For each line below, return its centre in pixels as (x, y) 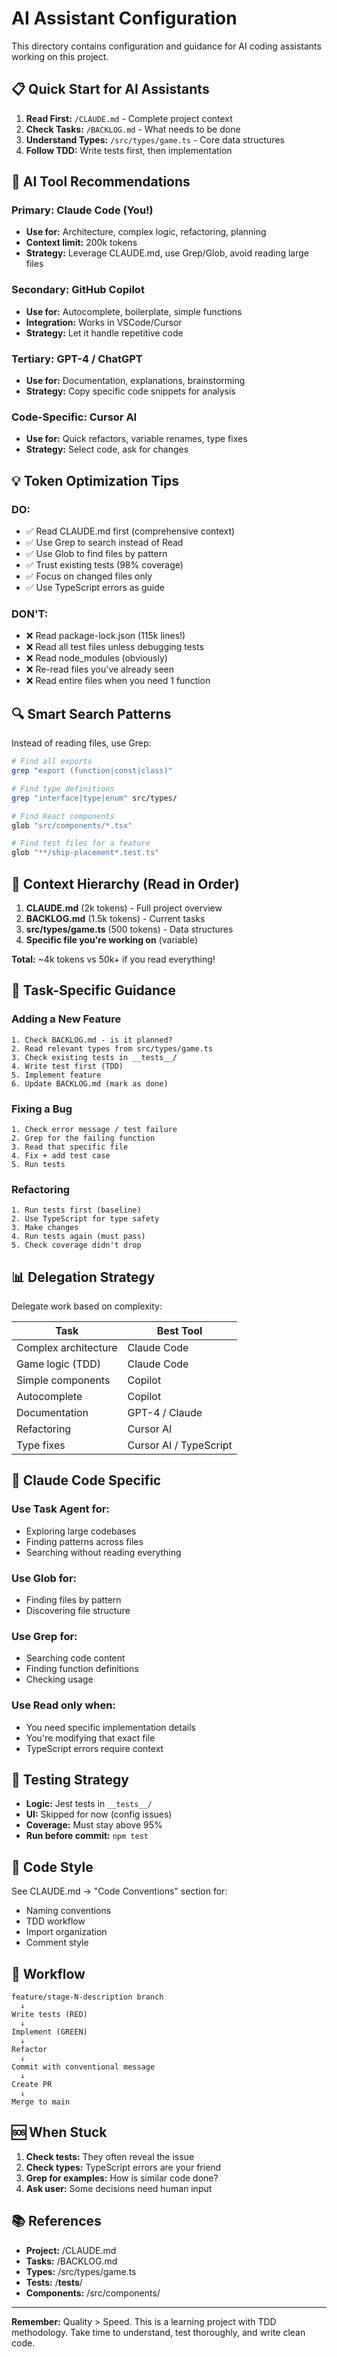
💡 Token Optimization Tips (95, 480)
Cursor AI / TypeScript (180, 1445)
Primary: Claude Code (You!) (82, 210)
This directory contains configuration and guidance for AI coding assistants (166, 46)
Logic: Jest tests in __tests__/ (89, 1804)
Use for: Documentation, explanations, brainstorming (135, 381)
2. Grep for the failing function (83, 1138)
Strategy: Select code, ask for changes (107, 449)
